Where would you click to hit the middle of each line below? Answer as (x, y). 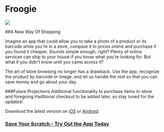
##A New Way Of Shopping (33, 32)
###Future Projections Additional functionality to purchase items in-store (79, 91)
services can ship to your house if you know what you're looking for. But (78, 57)
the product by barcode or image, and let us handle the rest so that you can (81, 76)
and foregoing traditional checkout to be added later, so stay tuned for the (80, 96)
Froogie (21, 9)
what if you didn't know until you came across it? (54, 62)
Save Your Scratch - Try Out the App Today (57, 124)
